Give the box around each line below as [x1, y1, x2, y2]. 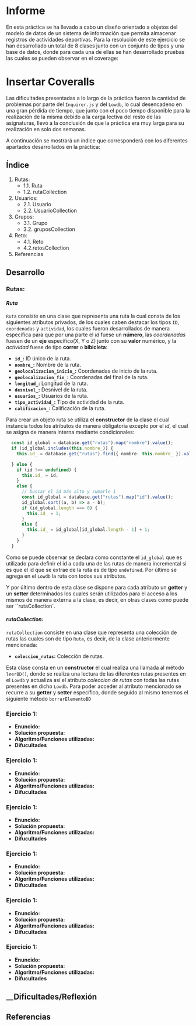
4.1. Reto [23, 238, 44, 245]
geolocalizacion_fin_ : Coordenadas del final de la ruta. [14, 374, 149, 381]
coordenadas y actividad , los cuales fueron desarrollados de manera [6, 325, 170, 332]
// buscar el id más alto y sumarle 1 [21, 489, 116, 495]
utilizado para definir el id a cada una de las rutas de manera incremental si [6, 560, 187, 567]
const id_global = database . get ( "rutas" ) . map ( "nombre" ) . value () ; [11, 440, 174, 446]
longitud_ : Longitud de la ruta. [14, 380, 89, 387]
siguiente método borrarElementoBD [6, 696, 92, 703]
